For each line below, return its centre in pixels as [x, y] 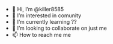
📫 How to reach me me [41, 35]
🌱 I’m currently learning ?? [44, 22]
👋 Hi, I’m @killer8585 [38, 9]
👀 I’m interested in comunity [47, 15]
